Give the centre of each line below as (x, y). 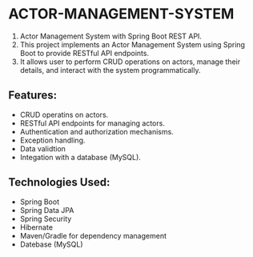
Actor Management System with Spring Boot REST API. (111, 36)
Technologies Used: (59, 182)
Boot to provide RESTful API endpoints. (84, 53)
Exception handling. (52, 140)
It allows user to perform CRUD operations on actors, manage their (130, 62)
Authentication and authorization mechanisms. (96, 131)
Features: (33, 96)
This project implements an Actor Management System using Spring (133, 44)
